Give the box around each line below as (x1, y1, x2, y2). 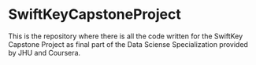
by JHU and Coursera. (8, 48, 81, 57)
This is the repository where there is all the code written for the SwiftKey (8, 31, 243, 41)
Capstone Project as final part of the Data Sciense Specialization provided (8, 39, 248, 49)
